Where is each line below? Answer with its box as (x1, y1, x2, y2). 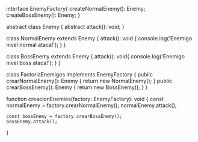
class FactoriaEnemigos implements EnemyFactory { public (6, 71, 153, 78)
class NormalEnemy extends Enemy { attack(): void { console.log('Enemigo (6, 35, 193, 42)
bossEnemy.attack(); (6, 119, 58, 125)
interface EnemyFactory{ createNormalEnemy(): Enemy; (6, 5, 146, 12)
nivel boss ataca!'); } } (6, 60, 61, 66)
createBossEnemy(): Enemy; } (6, 11, 80, 19)
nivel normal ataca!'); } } (6, 42, 66, 48)
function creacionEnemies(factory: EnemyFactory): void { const (6, 96, 164, 102)
